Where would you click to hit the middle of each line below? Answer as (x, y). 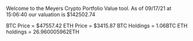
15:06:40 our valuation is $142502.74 (51, 14)
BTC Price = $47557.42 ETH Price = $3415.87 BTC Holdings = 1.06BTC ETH (97, 26)
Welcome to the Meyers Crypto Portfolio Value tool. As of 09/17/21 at (89, 8)
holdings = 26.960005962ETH (43, 32)
